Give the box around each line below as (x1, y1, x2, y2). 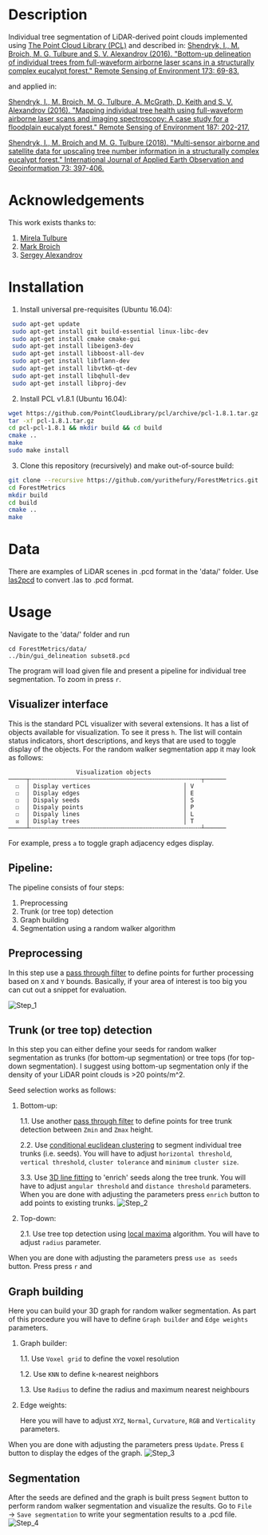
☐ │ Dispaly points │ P (15, 803, 195, 811)
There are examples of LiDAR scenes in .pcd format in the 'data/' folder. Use (8, 567, 259, 577)
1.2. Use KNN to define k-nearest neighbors (19, 1370, 160, 1379)
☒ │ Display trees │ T (15, 817, 195, 825)
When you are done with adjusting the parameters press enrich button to (19, 1190, 260, 1200)
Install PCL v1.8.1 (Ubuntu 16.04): (19, 394, 128, 403)
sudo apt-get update (11, 319, 81, 328)
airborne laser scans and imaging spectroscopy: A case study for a (8, 113, 229, 123)
